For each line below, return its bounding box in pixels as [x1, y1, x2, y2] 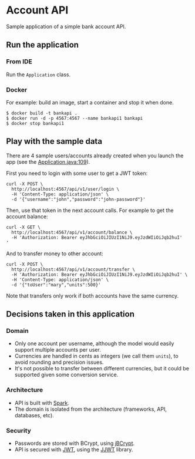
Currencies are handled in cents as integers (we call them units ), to [14, 353, 179, 360]
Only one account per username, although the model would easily [14, 340, 174, 347]
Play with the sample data [6, 136, 103, 147]
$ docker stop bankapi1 [6, 120, 65, 126]
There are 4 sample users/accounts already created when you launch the [6, 152, 184, 159]
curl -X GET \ [6, 224, 41, 230]
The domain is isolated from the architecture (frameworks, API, [14, 406, 167, 413]
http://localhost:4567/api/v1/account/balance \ [11, 230, 133, 235]
